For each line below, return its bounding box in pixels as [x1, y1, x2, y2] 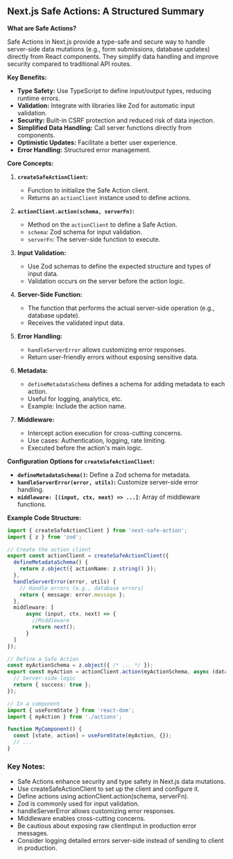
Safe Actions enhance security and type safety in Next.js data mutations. [17, 778, 226, 786]
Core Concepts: [7, 159, 54, 167]
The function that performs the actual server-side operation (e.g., [27, 304, 215, 312]
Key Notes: [7, 761, 45, 771]
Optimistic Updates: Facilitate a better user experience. [17, 138, 178, 147]
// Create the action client [7, 546, 92, 553]
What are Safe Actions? [7, 24, 77, 32]
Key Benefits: [7, 73, 47, 81]
